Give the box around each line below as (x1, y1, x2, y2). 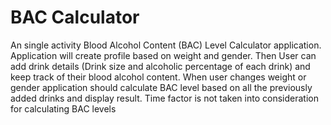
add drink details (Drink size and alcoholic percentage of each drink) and (10, 60, 311, 72)
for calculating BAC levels (10, 102, 117, 115)
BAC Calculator (10, 6, 140, 29)
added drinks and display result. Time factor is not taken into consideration (10, 92, 319, 104)
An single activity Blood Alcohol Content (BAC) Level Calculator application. (10, 39, 322, 51)
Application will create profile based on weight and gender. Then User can (10, 49, 317, 61)
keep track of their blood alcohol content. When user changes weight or (10, 71, 307, 83)
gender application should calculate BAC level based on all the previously (10, 81, 313, 93)
